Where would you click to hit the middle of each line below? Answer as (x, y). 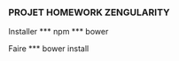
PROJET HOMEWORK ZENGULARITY (89, 12)
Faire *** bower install (49, 49)
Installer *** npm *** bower (58, 32)
